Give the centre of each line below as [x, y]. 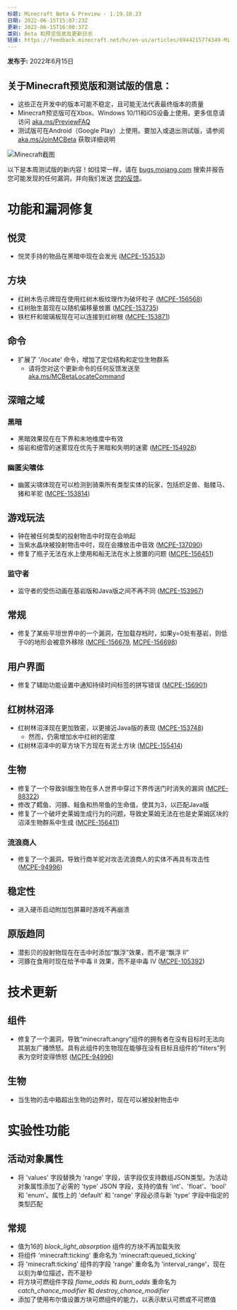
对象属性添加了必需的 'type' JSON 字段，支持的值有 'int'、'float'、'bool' [122, 1186]
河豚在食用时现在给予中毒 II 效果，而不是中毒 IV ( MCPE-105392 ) [111, 961]
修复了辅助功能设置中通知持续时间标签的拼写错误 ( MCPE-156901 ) [112, 685]
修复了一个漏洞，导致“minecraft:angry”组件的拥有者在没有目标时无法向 [121, 1039]
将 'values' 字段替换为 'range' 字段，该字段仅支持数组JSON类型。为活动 [122, 1177]
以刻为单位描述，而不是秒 [55, 1273]
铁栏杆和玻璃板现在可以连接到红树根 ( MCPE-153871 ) [94, 316]
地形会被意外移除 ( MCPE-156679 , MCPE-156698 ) [106, 642]
